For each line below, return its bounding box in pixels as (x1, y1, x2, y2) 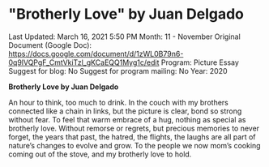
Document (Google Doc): (8, 40, 92, 49)
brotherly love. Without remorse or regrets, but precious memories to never (8, 123, 260, 133)
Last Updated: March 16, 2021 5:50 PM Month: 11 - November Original (8, 32, 241, 41)
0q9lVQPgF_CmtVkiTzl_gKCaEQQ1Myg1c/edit (8, 58, 160, 67)
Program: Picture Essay (160, 58, 239, 67)
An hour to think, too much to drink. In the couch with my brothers (8, 97, 228, 107)
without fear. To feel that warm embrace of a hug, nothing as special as (8, 114, 246, 124)
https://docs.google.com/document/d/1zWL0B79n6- (8, 49, 184, 58)
